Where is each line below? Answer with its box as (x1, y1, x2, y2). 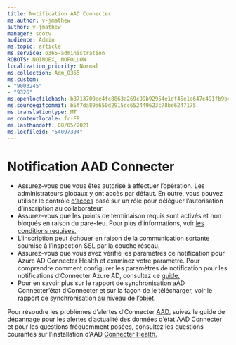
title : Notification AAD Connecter (7, 10, 112, 18)
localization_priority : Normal (7, 63, 99, 70)
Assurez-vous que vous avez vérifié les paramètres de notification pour (17, 249, 225, 258)
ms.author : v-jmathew (7, 17, 71, 24)
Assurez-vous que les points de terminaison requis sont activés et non (17, 212, 222, 220)
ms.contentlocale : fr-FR (7, 115, 80, 122)
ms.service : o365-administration (7, 50, 105, 57)
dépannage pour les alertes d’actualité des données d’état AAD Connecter (7, 315, 223, 324)
